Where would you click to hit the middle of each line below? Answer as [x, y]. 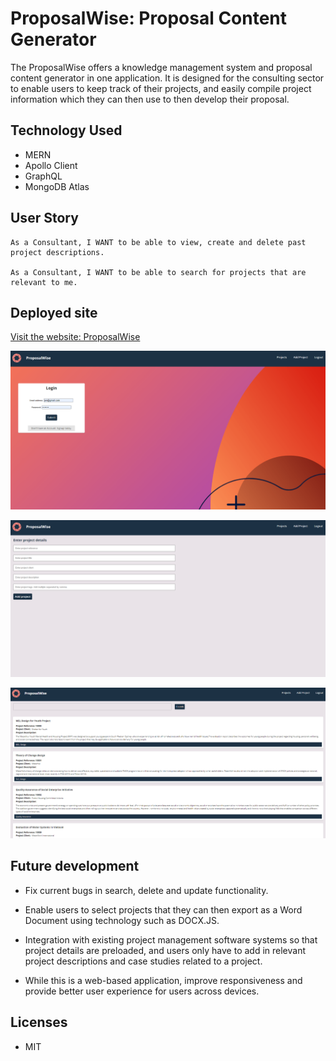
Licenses [39, 1022]
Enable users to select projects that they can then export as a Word [163, 909]
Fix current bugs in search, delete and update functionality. [146, 890]
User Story [44, 218]
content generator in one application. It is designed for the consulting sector [167, 78]
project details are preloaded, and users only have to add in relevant [165, 950]
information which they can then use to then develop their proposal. [150, 99]
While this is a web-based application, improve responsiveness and [163, 980]
